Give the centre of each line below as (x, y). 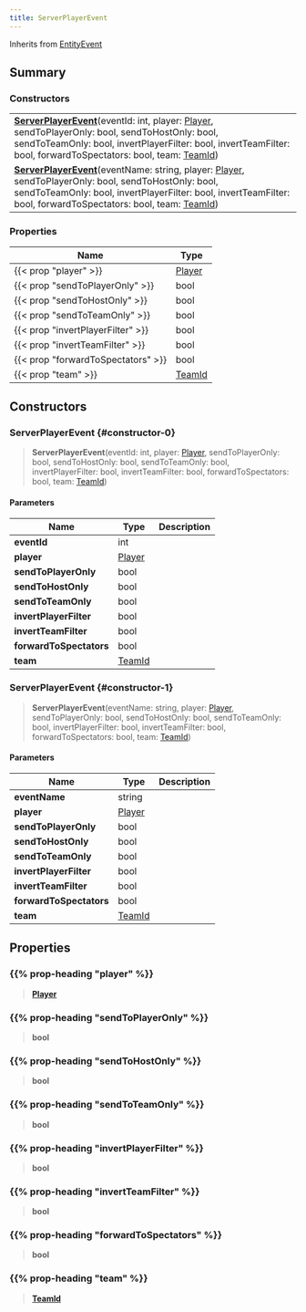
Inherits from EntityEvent (56, 44)
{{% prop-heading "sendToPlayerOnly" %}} (109, 1017)
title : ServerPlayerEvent (58, 18)
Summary (38, 73)
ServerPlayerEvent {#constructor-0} (92, 432)
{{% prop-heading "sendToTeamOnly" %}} (107, 1105)
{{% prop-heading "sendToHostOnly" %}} (106, 1061)
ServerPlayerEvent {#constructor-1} (92, 688)
